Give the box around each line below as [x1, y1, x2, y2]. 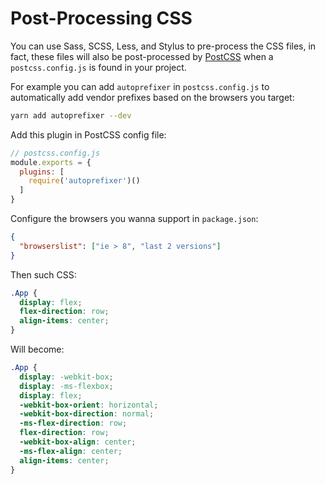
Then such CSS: [10, 268, 77, 281]
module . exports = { [10, 157, 92, 167]
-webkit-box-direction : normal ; [19, 409, 155, 419]
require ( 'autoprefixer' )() [28, 176, 141, 186]
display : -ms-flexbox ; [19, 381, 114, 391]
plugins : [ [19, 167, 65, 177]
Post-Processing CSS [10, 7, 193, 30]
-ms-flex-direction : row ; [19, 418, 128, 429]
